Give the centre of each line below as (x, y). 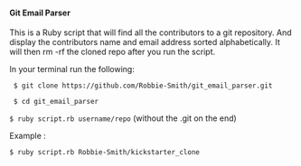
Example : (28, 136)
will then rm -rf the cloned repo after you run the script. (112, 52)
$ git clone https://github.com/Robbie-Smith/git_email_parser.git (143, 86)
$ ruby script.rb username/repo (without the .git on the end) (123, 118)
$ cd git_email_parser (56, 102)
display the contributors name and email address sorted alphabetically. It (145, 42)
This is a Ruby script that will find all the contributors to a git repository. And (150, 32)
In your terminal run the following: (72, 69)
